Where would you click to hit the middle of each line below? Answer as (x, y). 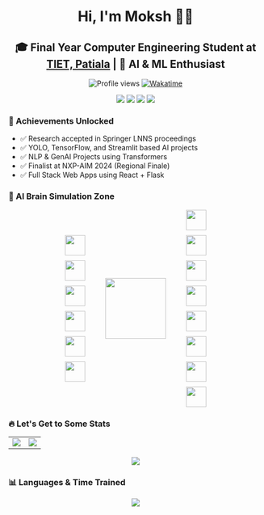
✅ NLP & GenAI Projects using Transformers (94, 157)
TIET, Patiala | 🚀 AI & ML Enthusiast (136, 64)
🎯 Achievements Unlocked (61, 120)
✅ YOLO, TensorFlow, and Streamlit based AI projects (109, 148)
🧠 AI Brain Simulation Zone (62, 196)
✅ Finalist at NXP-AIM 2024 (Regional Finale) (95, 166)
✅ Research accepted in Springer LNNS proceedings (108, 139)
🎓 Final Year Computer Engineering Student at (136, 47)
